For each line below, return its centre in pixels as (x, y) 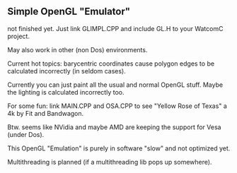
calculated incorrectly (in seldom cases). (67, 71)
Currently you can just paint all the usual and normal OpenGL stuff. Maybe (115, 85)
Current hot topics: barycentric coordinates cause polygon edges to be (111, 64)
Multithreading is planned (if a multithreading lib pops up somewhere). (110, 162)
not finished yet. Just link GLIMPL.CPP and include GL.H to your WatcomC (115, 28)
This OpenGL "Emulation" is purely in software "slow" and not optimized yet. (119, 148)
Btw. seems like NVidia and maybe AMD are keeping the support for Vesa (114, 127)
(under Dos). (26, 134)
